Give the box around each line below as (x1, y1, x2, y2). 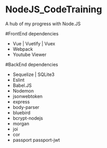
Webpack (12, 46, 33, 52)
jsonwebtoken (12, 93, 42, 99)
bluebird (12, 109, 31, 116)
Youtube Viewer (12, 51, 47, 58)
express (12, 99, 30, 105)
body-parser (12, 104, 39, 110)
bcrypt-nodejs (12, 115, 44, 121)
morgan (12, 120, 30, 126)
